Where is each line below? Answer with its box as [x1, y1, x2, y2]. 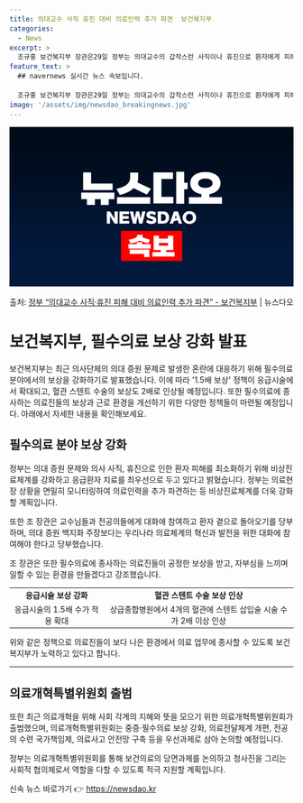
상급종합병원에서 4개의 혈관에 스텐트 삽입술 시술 [109, 604, 279, 614]
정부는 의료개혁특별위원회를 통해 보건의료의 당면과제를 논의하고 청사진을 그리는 [9, 753, 287, 764]
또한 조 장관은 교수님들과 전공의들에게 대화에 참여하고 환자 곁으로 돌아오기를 [9, 515, 277, 527]
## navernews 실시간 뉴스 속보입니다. [17, 72, 144, 81]
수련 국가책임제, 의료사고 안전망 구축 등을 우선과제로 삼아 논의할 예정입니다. [18, 734, 284, 744]
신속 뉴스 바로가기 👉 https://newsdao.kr [9, 783, 157, 794]
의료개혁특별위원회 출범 [9, 686, 133, 701]
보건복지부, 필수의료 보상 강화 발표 [9, 332, 248, 352]
